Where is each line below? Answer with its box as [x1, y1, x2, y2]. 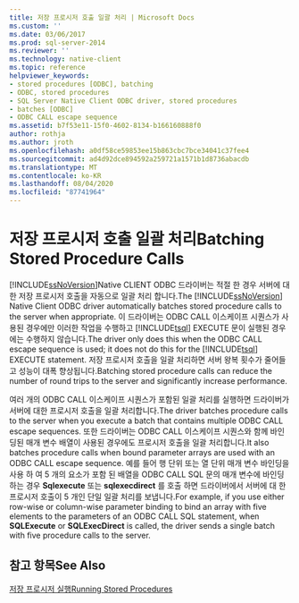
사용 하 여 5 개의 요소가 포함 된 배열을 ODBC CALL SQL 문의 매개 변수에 [9, 469, 262, 480]
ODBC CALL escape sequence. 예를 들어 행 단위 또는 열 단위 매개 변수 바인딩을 [9, 457, 290, 468]
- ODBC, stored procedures [9, 88, 110, 97]
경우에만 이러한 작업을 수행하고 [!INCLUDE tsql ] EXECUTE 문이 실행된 [25, 322, 270, 333]
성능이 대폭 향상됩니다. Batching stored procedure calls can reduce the [18, 365, 273, 376]
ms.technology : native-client [9, 55, 122, 64]
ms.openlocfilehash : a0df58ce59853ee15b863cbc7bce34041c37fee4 [9, 146, 250, 155]
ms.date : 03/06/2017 [9, 30, 87, 38]
